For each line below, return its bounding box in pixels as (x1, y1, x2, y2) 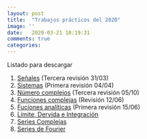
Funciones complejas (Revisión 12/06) (16, 96, 124, 103)
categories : (7, 42, 41, 49)
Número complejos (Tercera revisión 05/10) (16, 88, 140, 97)
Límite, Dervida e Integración (16, 110, 99, 118)
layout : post (7, 10, 44, 17)
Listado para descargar (7, 61, 73, 68)
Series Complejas (16, 118, 67, 125)
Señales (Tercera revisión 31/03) (16, 74, 109, 82)
